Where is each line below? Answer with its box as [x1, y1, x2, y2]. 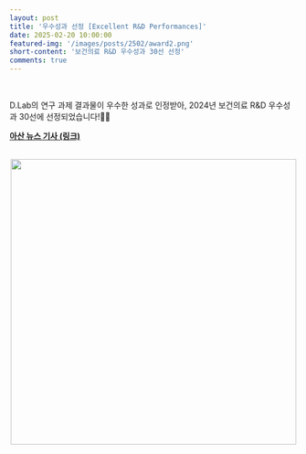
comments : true [9, 56, 68, 65]
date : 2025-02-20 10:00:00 [9, 30, 112, 39]
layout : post [9, 13, 59, 23]
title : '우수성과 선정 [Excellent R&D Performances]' [9, 22, 207, 31]
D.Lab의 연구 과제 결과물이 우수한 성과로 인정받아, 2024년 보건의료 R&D [9, 100, 267, 111]
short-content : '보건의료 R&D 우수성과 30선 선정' [9, 48, 185, 57]
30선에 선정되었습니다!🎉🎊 [18, 111, 111, 121]
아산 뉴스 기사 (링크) [9, 131, 80, 142]
